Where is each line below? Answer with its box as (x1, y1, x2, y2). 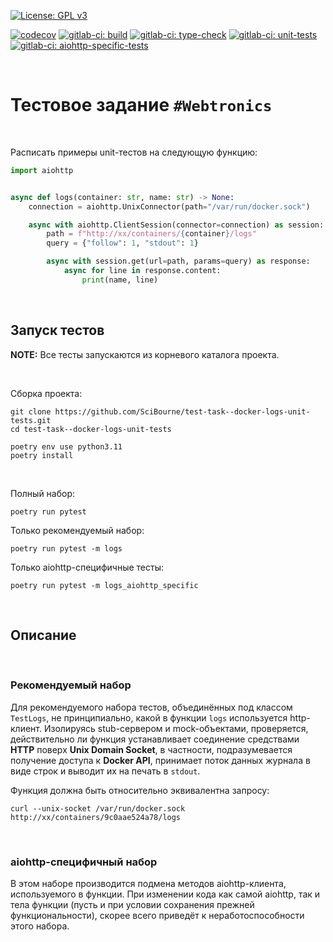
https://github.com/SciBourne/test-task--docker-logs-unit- (54, 406, 311, 417)
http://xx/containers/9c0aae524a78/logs (10, 812, 182, 822)
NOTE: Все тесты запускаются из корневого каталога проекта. (10, 348, 280, 360)
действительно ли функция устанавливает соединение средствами (10, 733, 300, 745)
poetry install (10, 450, 74, 460)
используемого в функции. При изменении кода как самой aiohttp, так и (10, 888, 321, 900)
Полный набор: (10, 487, 76, 499)
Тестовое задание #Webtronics (10, 94, 273, 117)
